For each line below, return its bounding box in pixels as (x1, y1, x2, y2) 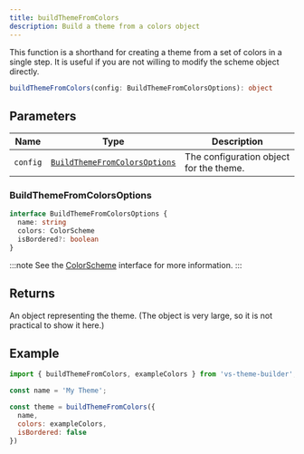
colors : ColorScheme (17, 227, 95, 236)
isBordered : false (17, 428, 88, 437)
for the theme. (185, 162, 245, 175)
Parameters (9, 108, 77, 123)
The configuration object (185, 150, 290, 163)
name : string (17, 218, 67, 227)
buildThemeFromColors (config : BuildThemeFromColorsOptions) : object (9, 83, 273, 92)
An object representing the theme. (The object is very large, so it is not (9, 310, 273, 321)
